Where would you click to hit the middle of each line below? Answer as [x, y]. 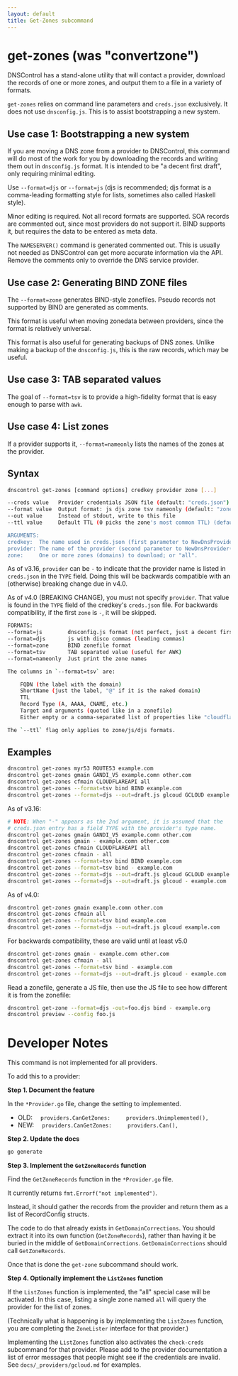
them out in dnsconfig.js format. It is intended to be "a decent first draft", [114, 166]
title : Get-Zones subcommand [50, 21]
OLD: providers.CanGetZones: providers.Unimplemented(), [113, 1118]
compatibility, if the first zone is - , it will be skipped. [82, 613]
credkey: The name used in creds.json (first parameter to [98, 542]
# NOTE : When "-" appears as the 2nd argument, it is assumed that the [115, 821]
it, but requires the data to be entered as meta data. [83, 231]
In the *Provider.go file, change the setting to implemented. [95, 1104]
